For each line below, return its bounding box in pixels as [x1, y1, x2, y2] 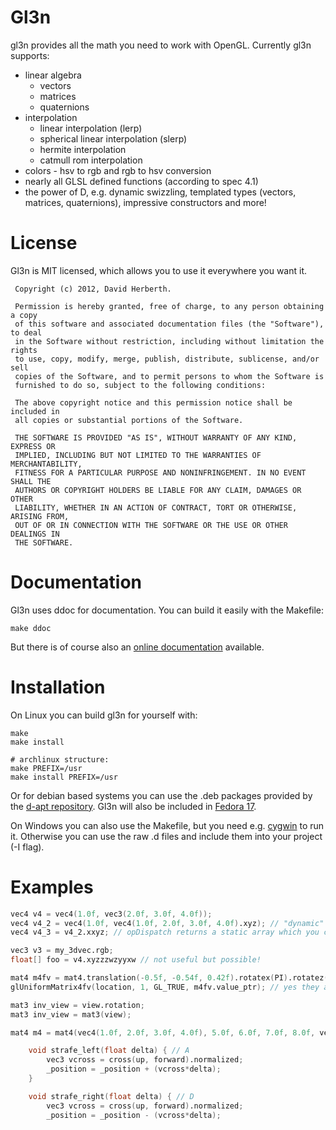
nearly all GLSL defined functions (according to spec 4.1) [24, 175, 259, 187]
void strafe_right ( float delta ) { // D [28, 1091, 195, 1101]
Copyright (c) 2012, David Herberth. [14, 284, 172, 294]
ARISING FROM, [10, 511, 70, 521]
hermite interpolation [39, 143, 127, 155]
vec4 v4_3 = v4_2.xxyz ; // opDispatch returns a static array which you [10, 927, 320, 938]
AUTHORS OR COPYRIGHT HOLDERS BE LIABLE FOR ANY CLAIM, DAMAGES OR [14, 485, 302, 495]
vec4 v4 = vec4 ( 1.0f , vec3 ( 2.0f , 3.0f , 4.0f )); [10, 909, 213, 919]
